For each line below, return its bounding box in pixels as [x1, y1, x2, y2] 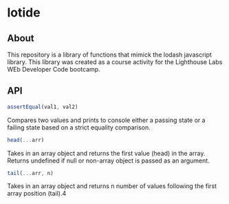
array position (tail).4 [7, 190, 67, 198]
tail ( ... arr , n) [7, 170, 54, 176]
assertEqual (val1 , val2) [7, 103, 78, 110]
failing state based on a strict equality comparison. [7, 123, 151, 132]
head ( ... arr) [7, 136, 45, 143]
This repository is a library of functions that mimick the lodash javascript [7, 50, 212, 59]
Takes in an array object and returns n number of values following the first [7, 182, 217, 190]
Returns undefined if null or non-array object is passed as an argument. [7, 156, 210, 165]
